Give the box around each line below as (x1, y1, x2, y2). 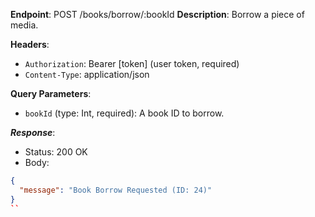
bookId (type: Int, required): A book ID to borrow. (24, 107, 225, 119)
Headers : (10, 39, 50, 50)
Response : (10, 127, 56, 138)
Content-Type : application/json (24, 69, 150, 80)
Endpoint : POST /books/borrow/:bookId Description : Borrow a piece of (10, 9, 305, 20)
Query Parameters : (10, 88, 92, 99)
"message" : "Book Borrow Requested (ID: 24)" (19, 185, 213, 195)
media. (10, 19, 39, 31)
